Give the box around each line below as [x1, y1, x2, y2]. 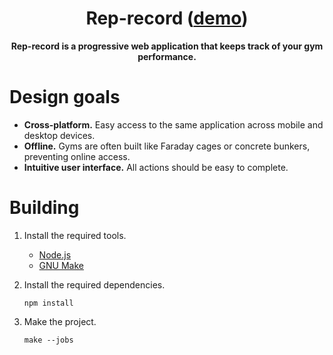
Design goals [9, 86, 121, 109]
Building [9, 197, 80, 219]
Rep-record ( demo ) [85, 7, 249, 30]
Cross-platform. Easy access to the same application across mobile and [23, 118, 324, 131]
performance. [137, 50, 197, 62]
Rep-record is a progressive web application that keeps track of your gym [10, 40, 324, 52]
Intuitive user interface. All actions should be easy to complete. [23, 161, 289, 173]
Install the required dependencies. [23, 278, 166, 291]
